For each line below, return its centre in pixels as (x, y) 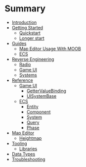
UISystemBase (42, 96)
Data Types (23, 154)
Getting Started (27, 27)
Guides (19, 43)
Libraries (28, 149)
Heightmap (30, 138)
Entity (32, 107)
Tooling (20, 143)
